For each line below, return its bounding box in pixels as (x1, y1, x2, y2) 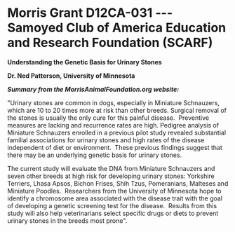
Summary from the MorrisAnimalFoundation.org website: (7, 85, 180, 93)
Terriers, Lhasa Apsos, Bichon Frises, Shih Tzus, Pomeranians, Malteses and (7, 179, 229, 187)
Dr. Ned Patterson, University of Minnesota (7, 71, 135, 80)
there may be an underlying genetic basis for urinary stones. (7, 151, 182, 159)
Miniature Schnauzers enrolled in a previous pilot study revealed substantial (7, 128, 227, 137)
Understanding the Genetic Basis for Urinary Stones (7, 57, 163, 66)
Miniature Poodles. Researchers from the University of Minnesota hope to (7, 186, 222, 195)
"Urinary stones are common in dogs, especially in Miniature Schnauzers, (7, 98, 220, 107)
